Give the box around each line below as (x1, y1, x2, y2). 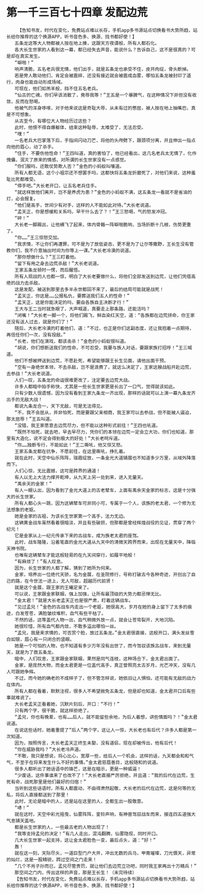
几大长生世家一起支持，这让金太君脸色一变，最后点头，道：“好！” (14, 837, 157, 843)
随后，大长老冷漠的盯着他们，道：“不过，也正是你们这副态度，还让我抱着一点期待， (14, 325, 194, 331)
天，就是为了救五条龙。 (6, 649, 57, 656)
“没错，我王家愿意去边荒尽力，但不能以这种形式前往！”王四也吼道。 (14, 422, 161, 429)
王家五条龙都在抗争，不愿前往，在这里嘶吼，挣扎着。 (14, 448, 128, 454)
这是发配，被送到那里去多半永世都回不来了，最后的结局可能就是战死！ (14, 286, 164, 293)
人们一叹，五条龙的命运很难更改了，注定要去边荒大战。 (14, 377, 133, 383)
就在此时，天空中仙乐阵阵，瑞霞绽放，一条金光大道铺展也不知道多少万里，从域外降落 (14, 455, 196, 461)
